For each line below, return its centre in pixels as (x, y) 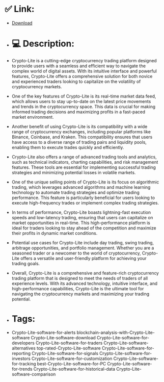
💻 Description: (43, 44)
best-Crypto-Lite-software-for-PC (72, 363)
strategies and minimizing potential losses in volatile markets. (74, 172)
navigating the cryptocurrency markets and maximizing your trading (80, 294)
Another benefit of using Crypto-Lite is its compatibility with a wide (80, 127)
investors (21, 358)
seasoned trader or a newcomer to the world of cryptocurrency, (76, 253)
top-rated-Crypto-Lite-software (69, 348)
